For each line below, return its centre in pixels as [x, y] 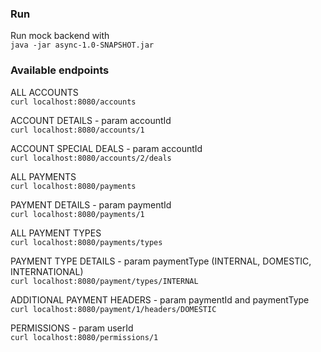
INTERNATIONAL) [47, 271]
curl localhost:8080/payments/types [86, 242]
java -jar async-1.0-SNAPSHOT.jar [82, 45]
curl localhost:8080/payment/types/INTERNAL [104, 281]
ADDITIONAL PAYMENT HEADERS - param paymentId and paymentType [160, 299]
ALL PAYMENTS [43, 176]
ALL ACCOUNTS [44, 92]
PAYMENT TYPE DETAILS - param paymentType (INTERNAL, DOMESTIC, [161, 261]
